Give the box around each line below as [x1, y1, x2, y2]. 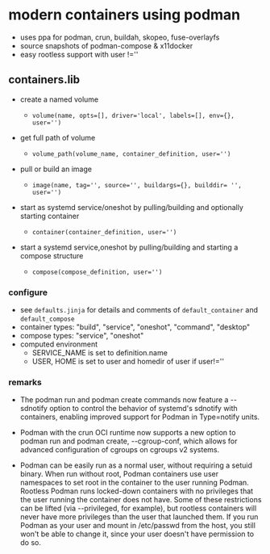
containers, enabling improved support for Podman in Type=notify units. [19, 412, 260, 422]
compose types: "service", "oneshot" [19, 331, 144, 341]
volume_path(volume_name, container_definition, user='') [31, 149, 231, 158]
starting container [19, 211, 80, 220]
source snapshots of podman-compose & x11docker [19, 40, 193, 50]
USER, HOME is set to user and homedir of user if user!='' [31, 357, 224, 367]
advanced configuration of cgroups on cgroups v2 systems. [19, 445, 220, 455]
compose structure [19, 250, 84, 260]
